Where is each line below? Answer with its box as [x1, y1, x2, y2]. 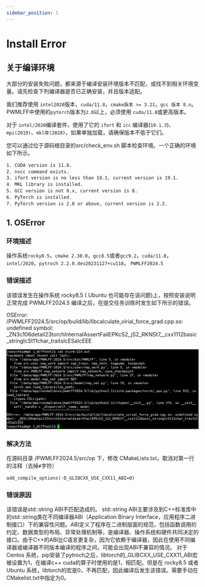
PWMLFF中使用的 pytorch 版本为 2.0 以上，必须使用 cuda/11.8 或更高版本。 [6, 108, 190, 115]
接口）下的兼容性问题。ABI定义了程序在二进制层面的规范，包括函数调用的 [11, 521, 197, 528]
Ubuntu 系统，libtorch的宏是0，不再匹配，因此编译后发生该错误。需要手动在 [6, 567, 198, 574]
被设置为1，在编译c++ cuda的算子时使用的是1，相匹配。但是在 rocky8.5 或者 [6, 559, 199, 566]
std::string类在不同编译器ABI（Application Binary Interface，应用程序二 [11, 513, 190, 521]
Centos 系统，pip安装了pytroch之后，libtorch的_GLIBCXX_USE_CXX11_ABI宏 [6, 552, 198, 559]
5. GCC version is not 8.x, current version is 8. [6, 188, 138, 194]
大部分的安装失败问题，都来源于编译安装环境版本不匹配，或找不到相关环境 [6, 80, 193, 87]
